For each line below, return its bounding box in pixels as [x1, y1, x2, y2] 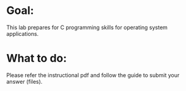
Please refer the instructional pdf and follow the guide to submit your [6, 71, 180, 79]
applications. [6, 30, 39, 37]
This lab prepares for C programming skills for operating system [6, 24, 168, 31]
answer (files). [6, 78, 43, 85]
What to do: [6, 52, 67, 66]
